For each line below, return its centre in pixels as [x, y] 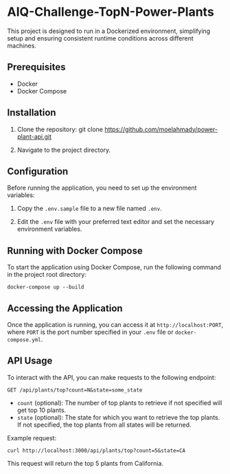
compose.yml [24, 340]
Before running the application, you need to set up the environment [102, 188]
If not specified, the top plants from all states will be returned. [104, 425]
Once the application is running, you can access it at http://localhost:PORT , [115, 325]
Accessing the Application [65, 308]
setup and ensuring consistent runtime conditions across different [100, 38]
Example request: [32, 438]
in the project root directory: [47, 275]
